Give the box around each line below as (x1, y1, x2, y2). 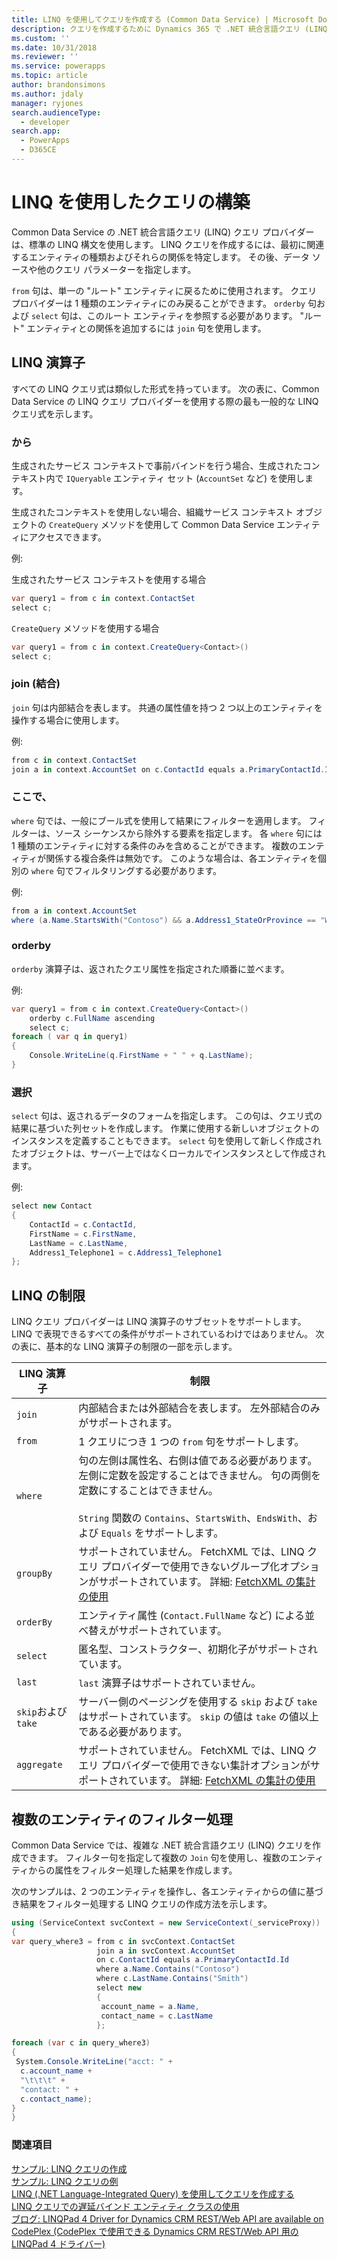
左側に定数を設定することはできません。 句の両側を (78, 1469, 321, 1483)
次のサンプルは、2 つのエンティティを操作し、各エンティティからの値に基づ (11, 1885, 324, 1897)
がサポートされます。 (78, 1416, 178, 1430)
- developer (20, 117, 71, 127)
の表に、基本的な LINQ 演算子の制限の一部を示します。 (11, 1341, 238, 1353)
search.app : (11, 126, 61, 136)
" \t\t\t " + (20, 2075, 66, 2085)
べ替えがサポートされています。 (78, 1624, 228, 1638)
